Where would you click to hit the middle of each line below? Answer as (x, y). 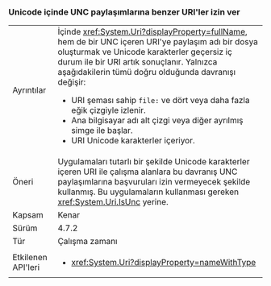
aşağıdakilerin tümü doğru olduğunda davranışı (147, 73)
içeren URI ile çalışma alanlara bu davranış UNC (148, 172)
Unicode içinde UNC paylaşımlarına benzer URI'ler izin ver (124, 12)
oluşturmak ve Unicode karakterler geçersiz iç (145, 52)
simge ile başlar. (102, 131)
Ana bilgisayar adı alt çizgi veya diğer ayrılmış (157, 121)
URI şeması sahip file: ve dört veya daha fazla (161, 101)
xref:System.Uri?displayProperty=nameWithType (164, 263)
